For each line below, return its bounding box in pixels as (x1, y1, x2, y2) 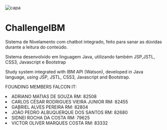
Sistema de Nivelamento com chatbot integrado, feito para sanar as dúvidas (5, 38, 162, 44)
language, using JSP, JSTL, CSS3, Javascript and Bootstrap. (5, 74, 130, 80)
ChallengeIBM (5, 22, 65, 33)
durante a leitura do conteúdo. (5, 44, 68, 50)
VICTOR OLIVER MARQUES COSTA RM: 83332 (12, 120, 108, 126)
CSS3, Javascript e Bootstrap (5, 59, 66, 65)
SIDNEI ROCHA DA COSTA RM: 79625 (12, 114, 90, 120)
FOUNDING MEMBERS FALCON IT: (5, 83, 77, 89)
